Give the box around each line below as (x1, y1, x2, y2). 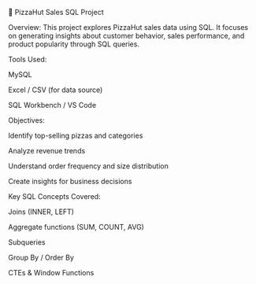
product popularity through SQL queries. (8, 39, 140, 49)
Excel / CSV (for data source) (8, 85, 103, 94)
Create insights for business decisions (8, 177, 132, 186)
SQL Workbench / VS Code (8, 101, 97, 109)
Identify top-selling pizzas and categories (8, 131, 143, 140)
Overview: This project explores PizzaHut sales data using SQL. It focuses (8, 23, 249, 31)
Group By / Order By (8, 253, 75, 262)
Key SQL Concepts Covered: (8, 192, 101, 201)
